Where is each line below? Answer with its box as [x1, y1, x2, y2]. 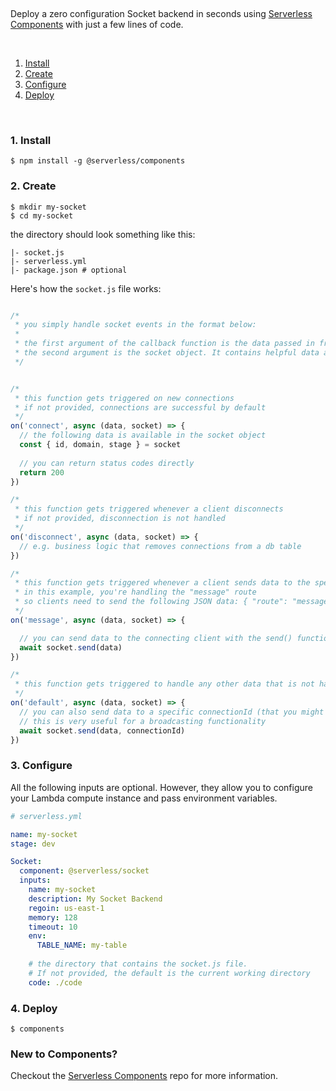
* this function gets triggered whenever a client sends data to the [14, 578, 311, 588]
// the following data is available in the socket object [19, 430, 267, 441]
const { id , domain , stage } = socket [19, 440, 182, 450]
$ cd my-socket [10, 210, 74, 221]
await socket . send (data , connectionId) [19, 725, 186, 736]
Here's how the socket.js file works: [10, 282, 162, 294]
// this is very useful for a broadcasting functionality [19, 716, 267, 726]
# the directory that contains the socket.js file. [28, 959, 248, 969]
